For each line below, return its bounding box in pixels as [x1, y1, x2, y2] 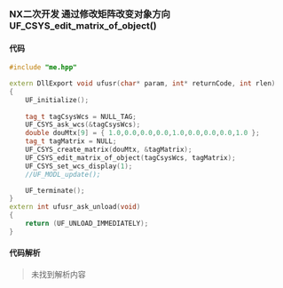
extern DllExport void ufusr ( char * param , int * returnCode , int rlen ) [9, 79, 276, 88]
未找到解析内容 [30, 268, 86, 279]
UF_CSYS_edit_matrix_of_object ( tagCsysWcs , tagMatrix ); [25, 153, 237, 162]
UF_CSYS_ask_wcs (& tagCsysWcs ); [25, 120, 141, 130]
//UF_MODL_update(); [25, 170, 101, 179]
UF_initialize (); [25, 95, 90, 104]
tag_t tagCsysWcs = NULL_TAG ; [25, 112, 138, 121]
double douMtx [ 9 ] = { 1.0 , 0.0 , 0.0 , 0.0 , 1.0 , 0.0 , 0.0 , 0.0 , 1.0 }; [25, 129, 260, 138]
